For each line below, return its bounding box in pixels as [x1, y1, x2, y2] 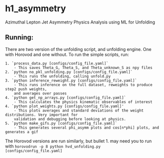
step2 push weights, [5, 87, 48, 91]
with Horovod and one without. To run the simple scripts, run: [5, 51, 129, 57]
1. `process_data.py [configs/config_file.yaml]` [5, 61, 109, 66]
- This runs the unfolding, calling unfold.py [14, 74, 111, 79]
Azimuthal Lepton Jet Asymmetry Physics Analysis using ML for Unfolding [5, 19, 156, 25]
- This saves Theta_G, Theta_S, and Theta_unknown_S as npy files [14, 65, 153, 70]
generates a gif [5, 129, 38, 135]
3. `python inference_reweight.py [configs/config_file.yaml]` [5, 78, 137, 83]
